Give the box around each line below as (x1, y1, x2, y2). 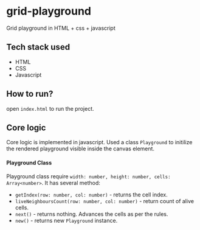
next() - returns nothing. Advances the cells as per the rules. (15, 210, 168, 217)
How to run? (6, 89, 53, 99)
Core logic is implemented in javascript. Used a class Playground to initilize (6, 139, 193, 146)
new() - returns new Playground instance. (15, 217, 118, 224)
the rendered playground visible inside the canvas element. (6, 145, 155, 153)
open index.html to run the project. (6, 105, 94, 112)
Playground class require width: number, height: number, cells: (6, 172, 171, 180)
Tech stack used (6, 42, 71, 52)
